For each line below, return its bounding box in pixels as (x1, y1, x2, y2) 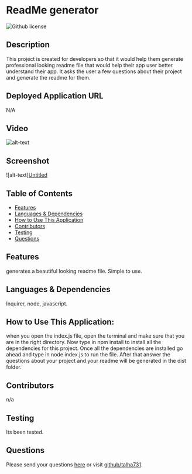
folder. (6, 363, 22, 370)
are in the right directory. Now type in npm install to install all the (6, 339, 162, 346)
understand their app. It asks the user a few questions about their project (6, 68, 183, 75)
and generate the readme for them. (6, 74, 91, 81)
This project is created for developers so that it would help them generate (6, 55, 183, 62)
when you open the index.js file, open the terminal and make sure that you (6, 332, 185, 339)
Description (6, 40, 50, 50)
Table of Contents (6, 188, 73, 198)
